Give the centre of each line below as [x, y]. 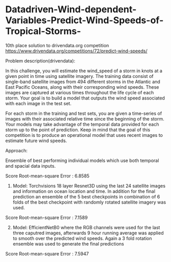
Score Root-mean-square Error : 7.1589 [47, 217]
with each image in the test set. [39, 103]
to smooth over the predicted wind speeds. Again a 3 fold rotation [82, 238]
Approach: [16, 150]
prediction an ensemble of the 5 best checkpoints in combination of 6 [86, 196]
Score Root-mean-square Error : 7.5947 [47, 254]
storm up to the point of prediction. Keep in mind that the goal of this [78, 130]
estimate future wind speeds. [36, 140]
